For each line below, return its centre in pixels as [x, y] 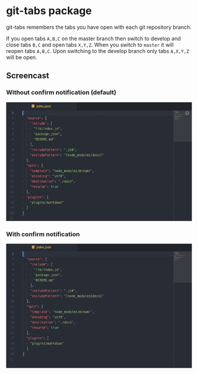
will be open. [22, 57]
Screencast [28, 76]
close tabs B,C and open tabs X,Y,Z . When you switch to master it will [90, 45]
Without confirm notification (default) [61, 92]
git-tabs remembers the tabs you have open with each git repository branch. [99, 27]
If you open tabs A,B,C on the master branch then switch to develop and [93, 38]
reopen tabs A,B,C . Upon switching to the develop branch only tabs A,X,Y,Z [98, 51]
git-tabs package [49, 11]
